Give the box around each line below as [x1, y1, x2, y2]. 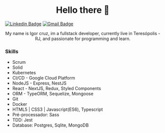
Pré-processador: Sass [12, 112, 60, 118]
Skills [5, 48, 19, 55]
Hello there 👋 [56, 4, 110, 16]
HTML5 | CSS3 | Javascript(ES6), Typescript [12, 106, 103, 113]
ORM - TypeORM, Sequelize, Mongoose [12, 91, 94, 97]
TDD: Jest [12, 117, 33, 123]
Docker [12, 101, 28, 107]
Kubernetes [12, 70, 36, 76]
